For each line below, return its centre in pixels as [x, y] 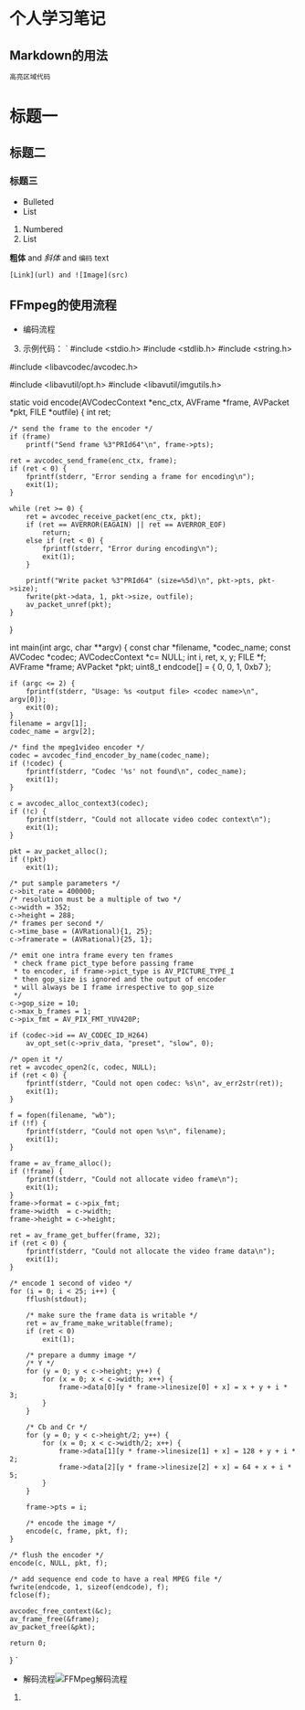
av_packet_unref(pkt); [69, 604]
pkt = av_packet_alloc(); [58, 851]
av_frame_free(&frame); [55, 1619]
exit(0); [42, 707]
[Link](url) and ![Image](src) [69, 275]
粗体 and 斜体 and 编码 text [59, 258]
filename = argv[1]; [49, 723]
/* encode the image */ [71, 1523]
